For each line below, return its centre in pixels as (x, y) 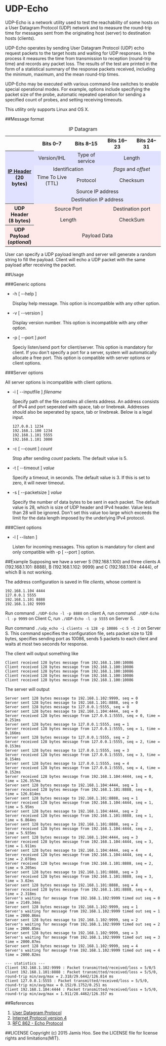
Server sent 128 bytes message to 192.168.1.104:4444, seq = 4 (72, 851)
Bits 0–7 (52, 144)
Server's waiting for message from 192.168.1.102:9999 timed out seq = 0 (83, 898)
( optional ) (20, 242)
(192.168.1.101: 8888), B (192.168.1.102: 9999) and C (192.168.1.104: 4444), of (82, 567)
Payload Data (97, 235)
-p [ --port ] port (29, 338)
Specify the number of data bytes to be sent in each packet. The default (86, 502)
